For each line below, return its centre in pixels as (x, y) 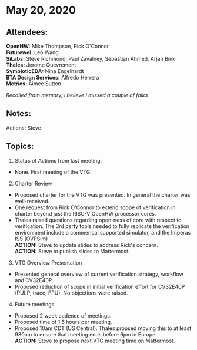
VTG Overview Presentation (48, 262)
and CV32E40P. (34, 280)
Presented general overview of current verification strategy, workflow (99, 274)
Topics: (20, 146)
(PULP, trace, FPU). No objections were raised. (71, 293)
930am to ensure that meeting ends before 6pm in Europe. (86, 334)
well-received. (32, 201)
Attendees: (27, 32)
